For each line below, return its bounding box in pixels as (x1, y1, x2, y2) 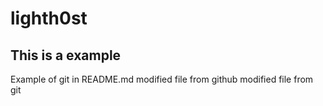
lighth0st (10, 7, 88, 30)
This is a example (10, 47, 122, 64)
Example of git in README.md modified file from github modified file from (10, 73, 314, 85)
